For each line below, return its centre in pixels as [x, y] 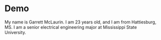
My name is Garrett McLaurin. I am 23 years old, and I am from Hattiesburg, [80, 22]
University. [15, 32]
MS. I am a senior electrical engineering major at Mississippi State [71, 27]
